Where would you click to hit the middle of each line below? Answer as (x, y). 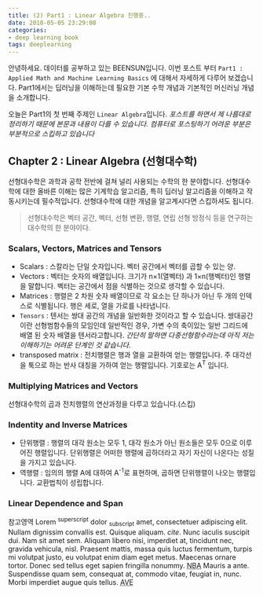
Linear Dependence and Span (66, 504)
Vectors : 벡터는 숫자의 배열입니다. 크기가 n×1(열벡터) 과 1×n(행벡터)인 (128, 277)
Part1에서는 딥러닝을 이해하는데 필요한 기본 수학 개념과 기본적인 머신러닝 (129, 88)
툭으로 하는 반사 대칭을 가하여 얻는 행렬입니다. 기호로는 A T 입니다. (128, 364)
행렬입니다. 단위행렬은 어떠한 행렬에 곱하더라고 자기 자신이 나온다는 (137, 453)
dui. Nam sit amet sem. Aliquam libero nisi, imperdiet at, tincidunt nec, (121, 540)
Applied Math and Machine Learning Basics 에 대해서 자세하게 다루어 (117, 78)
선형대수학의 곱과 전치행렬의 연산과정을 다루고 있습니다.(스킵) (102, 404)
